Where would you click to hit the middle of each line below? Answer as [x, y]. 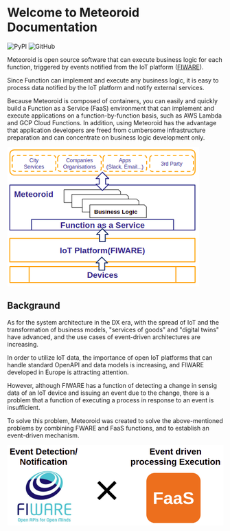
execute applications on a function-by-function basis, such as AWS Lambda [114, 116]
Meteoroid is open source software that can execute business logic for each [115, 59]
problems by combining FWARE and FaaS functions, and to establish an [108, 428]
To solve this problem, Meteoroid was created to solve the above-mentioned [115, 420]
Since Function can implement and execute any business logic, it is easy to [113, 80]
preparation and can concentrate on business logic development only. [106, 137]
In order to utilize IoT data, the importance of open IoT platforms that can [110, 357]
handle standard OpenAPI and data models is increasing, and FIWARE [106, 365]
